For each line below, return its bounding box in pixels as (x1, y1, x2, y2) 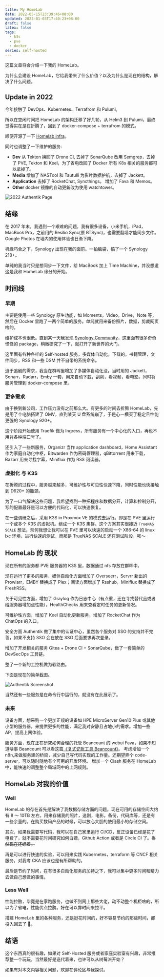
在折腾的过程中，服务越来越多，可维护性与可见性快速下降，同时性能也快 (5, 482, 150, 488)
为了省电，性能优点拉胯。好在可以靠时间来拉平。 (9, 904, 108, 910)
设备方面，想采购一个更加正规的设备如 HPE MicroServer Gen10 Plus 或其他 (5, 717, 155, 723)
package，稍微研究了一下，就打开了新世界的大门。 (19, 341, 122, 346)
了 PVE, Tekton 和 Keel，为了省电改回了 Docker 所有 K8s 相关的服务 (12, 160, 149, 166)
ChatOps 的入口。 (5, 618, 41, 624)
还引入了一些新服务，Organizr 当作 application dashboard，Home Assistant (5, 445, 157, 450)
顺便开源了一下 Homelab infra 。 (5, 133, 69, 139)
